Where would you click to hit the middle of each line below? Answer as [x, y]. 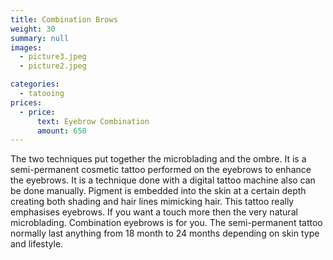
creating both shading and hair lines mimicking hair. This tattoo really [152, 202]
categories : [35, 84]
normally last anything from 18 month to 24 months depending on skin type [165, 233]
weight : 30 [33, 29]
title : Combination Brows [64, 19]
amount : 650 [61, 131]
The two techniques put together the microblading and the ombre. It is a [158, 159]
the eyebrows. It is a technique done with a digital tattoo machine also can [163, 180]
